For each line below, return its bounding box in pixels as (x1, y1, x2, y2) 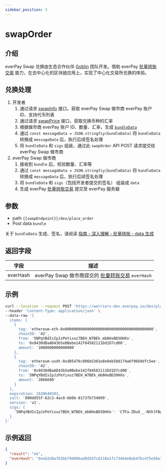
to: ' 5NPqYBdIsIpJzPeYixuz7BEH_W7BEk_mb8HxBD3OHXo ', (18, 373, 129, 378)
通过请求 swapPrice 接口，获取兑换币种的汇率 (19, 118, 113, 124)
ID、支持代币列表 (19, 112, 55, 118)
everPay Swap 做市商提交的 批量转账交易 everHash (35, 272, 152, 279)
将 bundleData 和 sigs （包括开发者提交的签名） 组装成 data (19, 180, 140, 186)
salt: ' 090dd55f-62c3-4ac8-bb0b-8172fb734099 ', (9, 396, 110, 401)
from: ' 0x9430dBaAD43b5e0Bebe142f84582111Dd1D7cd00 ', (18, 368, 132, 373)
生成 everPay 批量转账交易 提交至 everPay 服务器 (19, 186, 120, 192)
